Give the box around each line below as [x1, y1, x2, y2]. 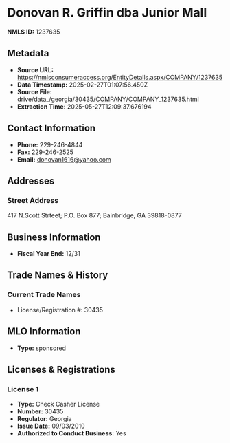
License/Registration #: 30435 [16, 305, 104, 314]
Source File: [16, 87, 53, 96]
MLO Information [7, 325, 81, 338]
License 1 [7, 384, 39, 393]
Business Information [7, 231, 101, 243]
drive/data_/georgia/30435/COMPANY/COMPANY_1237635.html [16, 95, 199, 103]
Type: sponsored [16, 344, 67, 352]
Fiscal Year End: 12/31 [16, 250, 80, 258]
